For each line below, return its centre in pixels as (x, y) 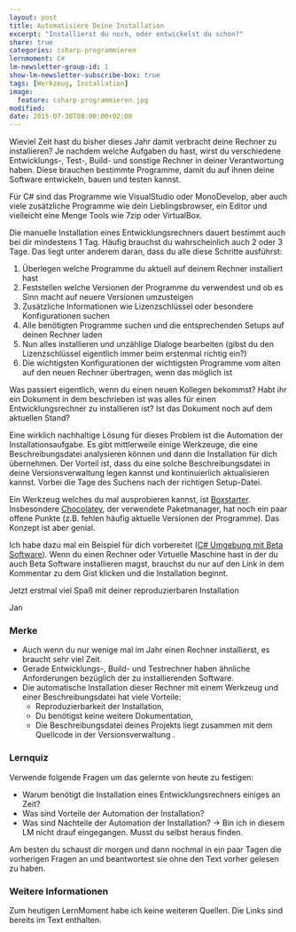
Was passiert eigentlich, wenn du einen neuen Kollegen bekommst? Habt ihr (148, 390)
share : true (31, 42)
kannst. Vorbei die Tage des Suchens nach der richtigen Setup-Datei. (136, 482)
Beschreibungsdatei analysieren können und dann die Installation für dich (143, 454)
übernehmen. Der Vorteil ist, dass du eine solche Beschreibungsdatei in (140, 463)
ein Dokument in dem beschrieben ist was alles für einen (113, 399)
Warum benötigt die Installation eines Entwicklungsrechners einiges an (151, 794)
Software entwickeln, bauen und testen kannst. (95, 179)
